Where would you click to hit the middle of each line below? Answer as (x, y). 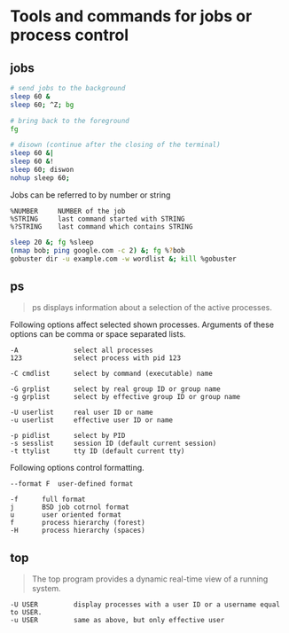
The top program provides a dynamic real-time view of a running (150, 579)
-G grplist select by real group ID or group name (115, 389)
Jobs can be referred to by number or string (90, 195)
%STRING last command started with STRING (98, 219)
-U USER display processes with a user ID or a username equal (145, 605)
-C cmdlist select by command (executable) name (112, 374)
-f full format (48, 500)
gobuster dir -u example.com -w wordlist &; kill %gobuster (124, 259)
